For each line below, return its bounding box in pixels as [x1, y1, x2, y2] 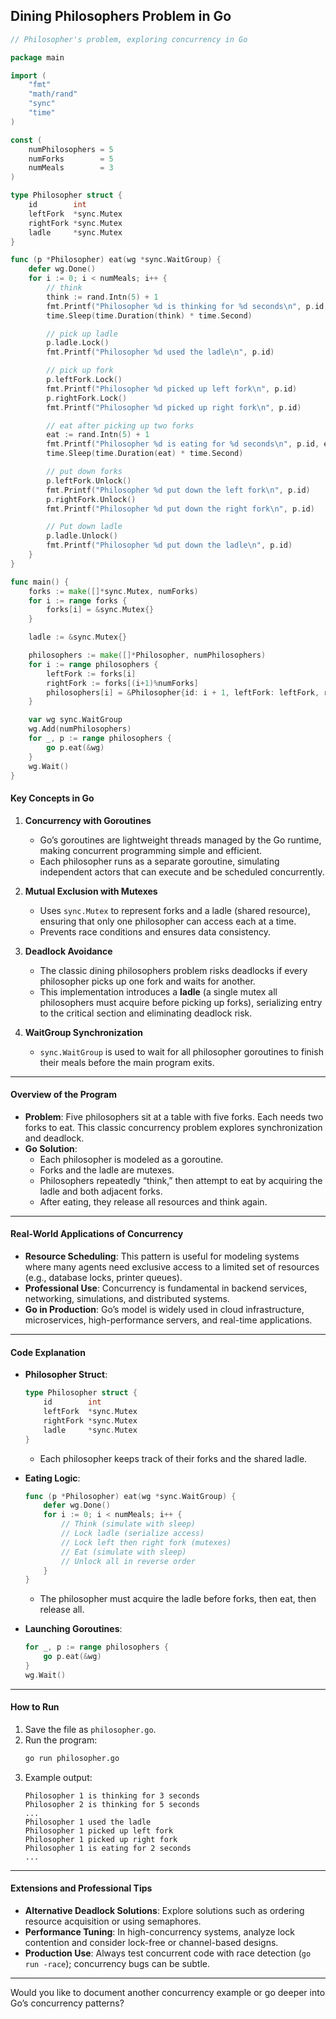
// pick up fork [46, 365, 114, 376]
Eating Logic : [24, 1472, 81, 1484]
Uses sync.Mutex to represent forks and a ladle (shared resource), [39, 904, 311, 916]
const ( [10, 135, 43, 145]
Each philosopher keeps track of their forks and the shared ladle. [39, 1452, 308, 1464]
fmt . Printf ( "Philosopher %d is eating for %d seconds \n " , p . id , [46, 439, 320, 449]
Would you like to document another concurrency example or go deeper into [10, 1987, 326, 1999]
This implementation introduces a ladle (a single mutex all [39, 985, 278, 998]
